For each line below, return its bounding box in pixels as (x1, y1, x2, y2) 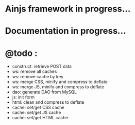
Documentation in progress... (5, 26, 126, 37)
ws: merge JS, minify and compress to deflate (12, 84, 104, 90)
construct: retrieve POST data (12, 64, 72, 69)
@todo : (5, 47, 38, 58)
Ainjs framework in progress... (5, 3, 131, 14)
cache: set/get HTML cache (12, 115, 68, 121)
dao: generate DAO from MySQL (12, 89, 77, 95)
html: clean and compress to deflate (12, 99, 84, 105)
